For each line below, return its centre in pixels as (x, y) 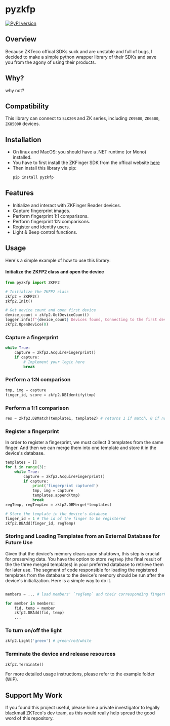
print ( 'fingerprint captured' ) (65, 486)
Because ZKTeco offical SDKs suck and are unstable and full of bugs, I (79, 51)
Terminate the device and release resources (60, 654)
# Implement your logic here (54, 362)
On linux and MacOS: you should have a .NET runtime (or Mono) (79, 152)
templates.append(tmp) (56, 495)
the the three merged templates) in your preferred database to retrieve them (84, 564)
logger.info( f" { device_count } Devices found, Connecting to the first (81, 320)
